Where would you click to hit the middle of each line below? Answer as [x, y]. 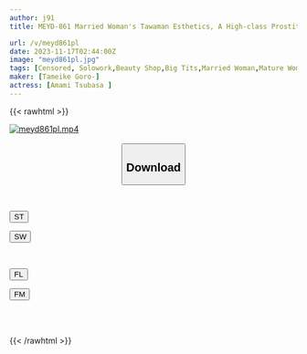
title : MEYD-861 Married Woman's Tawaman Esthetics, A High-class [138, 26]
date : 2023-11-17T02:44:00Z [63, 51]
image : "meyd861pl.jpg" [55, 60]
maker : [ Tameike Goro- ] [55, 77]
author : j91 [32, 18]
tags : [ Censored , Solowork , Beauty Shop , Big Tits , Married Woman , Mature [147, 68]
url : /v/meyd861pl [44, 43]
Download [153, 167]
